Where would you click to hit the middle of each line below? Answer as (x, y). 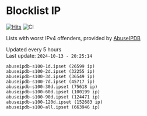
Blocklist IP (34, 11)
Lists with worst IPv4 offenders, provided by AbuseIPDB (73, 38)
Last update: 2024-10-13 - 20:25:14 (49, 55)
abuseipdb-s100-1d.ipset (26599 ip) (50, 66)
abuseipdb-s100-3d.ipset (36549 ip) (50, 76)
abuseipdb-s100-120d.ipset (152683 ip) (55, 102)
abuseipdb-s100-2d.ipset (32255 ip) (50, 71)
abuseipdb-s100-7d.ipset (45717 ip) (50, 82)
